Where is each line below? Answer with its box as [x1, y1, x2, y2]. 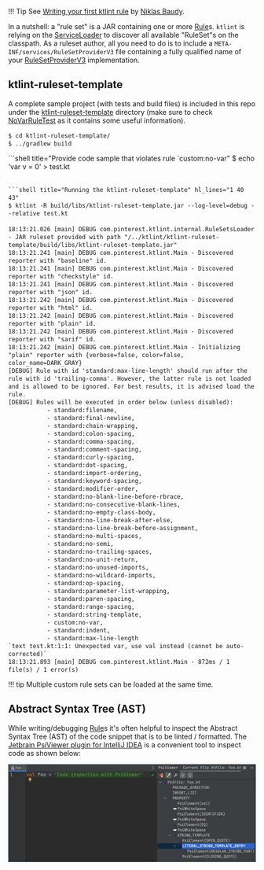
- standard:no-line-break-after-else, [46, 516, 174, 524]
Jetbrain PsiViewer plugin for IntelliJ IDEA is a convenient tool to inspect [8, 739, 241, 750]
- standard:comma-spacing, [46, 437, 135, 445]
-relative [8, 209, 41, 217]
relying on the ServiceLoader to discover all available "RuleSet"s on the [8, 31, 239, 39]
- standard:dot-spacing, [46, 461, 128, 469]
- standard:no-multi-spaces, [46, 532, 143, 540]
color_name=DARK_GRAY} [8, 359, 82, 367]
